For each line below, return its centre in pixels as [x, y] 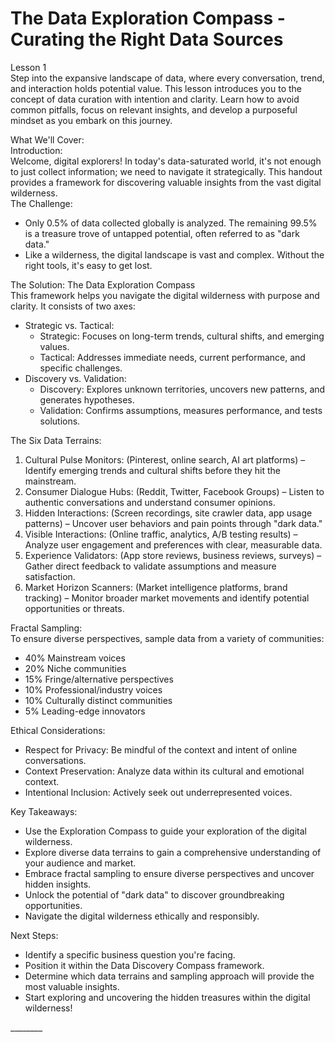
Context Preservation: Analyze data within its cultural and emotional [164, 771]
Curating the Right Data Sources [147, 39]
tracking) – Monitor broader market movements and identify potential [167, 598]
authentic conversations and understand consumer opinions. [150, 502]
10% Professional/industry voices [93, 689]
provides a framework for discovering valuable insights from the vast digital [166, 182]
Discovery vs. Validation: [75, 378]
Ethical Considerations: [58, 730]
